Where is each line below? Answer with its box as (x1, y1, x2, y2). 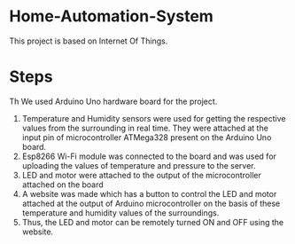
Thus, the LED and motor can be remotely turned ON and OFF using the (21, 216, 284, 227)
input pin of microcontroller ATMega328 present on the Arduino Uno (21, 131, 272, 143)
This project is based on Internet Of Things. (9, 35, 168, 46)
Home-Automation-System (9, 6, 214, 27)
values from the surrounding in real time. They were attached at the (21, 122, 268, 133)
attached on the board (21, 179, 104, 190)
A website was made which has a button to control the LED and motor (21, 188, 277, 199)
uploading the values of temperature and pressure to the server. (21, 160, 256, 170)
